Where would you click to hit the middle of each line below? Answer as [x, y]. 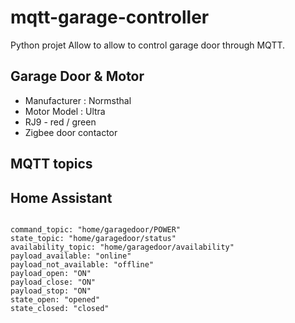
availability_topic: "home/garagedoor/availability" [122, 247]
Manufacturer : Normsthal [78, 100]
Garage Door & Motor [77, 76]
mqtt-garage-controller [110, 17]
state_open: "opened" [55, 299]
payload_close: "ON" [53, 282]
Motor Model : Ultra [65, 111]
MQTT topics [51, 164]
